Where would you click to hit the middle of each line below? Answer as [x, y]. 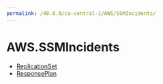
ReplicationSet [36, 66]
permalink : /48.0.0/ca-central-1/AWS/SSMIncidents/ [81, 13]
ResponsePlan [36, 73]
